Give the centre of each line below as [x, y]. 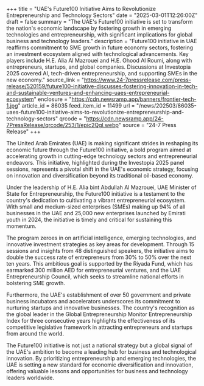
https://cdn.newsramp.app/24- [125, 119]
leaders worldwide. [30, 377]
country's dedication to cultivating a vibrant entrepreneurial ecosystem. [96, 200]
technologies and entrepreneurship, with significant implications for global [100, 35]
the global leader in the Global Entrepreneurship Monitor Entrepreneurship [99, 314]
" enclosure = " [53, 99]
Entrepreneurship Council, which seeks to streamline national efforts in [95, 277]
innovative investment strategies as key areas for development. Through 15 [100, 244]
